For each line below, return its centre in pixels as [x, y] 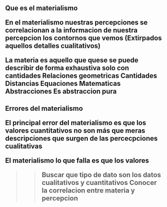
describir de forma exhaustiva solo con [67, 68]
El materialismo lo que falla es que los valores [77, 160]
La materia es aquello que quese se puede [72, 60]
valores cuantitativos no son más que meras [75, 130]
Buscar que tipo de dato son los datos [101, 175]
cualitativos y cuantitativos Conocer [99, 182]
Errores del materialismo [44, 108]
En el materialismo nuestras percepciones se [77, 23]
